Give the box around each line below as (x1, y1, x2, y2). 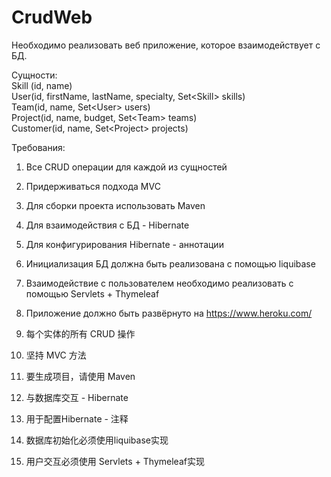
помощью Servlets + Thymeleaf (25, 287, 160, 300)
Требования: (11, 141, 66, 153)
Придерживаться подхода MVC (25, 180, 161, 192)
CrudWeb (11, 6, 93, 29)
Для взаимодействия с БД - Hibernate (25, 219, 190, 231)
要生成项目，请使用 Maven (25, 370, 136, 382)
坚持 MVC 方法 (25, 349, 87, 361)
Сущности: (11, 69, 58, 81)
